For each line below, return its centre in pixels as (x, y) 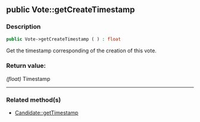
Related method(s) (34, 99)
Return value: (26, 66)
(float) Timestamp (28, 79)
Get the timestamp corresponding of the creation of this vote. (81, 51)
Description (24, 27)
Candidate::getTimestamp (46, 113)
